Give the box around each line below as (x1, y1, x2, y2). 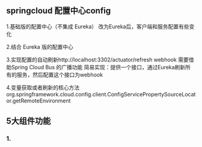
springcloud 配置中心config (6, 5, 111, 16)
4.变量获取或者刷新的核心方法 (6, 84, 80, 91)
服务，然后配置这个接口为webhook (16, 71, 103, 78)
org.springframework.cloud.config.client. (6, 90, 108, 98)
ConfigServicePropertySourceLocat (107, 90, 196, 98)
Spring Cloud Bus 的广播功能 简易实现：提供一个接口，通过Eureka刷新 (11, 63, 186, 70)
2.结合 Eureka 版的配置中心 (6, 43, 73, 50)
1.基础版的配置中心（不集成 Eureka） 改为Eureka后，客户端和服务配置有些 (6, 23, 189, 30)
